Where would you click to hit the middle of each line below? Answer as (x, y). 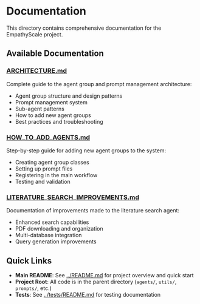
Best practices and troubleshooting (59, 121)
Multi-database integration (48, 235)
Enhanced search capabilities (52, 222)
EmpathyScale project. (35, 34)
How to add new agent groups (53, 115)
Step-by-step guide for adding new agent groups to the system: (86, 150)
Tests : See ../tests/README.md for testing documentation (88, 295)
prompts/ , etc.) (33, 288)
